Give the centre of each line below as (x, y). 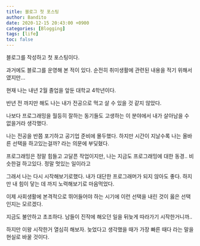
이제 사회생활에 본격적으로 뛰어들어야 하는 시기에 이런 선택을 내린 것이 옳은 (93, 196)
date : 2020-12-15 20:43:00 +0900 (48, 23)
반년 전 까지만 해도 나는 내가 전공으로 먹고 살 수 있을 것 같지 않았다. (84, 103)
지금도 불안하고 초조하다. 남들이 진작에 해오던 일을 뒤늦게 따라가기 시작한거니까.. (99, 217)
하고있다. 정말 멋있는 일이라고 (56, 163)
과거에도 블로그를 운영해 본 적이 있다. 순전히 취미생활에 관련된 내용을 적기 (91, 70)
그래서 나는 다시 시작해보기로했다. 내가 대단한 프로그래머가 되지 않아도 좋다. (94, 176)
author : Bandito (26, 17)
